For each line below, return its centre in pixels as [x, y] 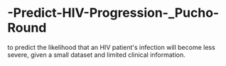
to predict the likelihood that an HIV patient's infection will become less [111, 47]
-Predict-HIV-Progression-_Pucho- [113, 13]
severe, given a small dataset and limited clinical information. [97, 55]
